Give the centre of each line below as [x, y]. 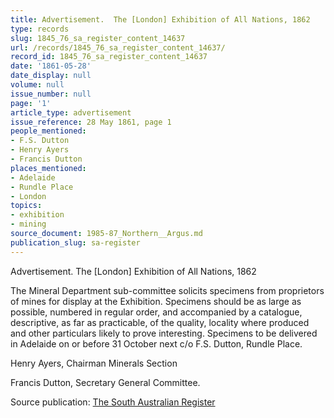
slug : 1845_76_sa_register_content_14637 [98, 38]
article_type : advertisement [71, 112]
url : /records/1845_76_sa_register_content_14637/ [118, 47]
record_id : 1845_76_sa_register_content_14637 [109, 57]
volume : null [37, 85]
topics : [26, 206]
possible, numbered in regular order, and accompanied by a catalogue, [156, 312]
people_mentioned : [48, 131]
